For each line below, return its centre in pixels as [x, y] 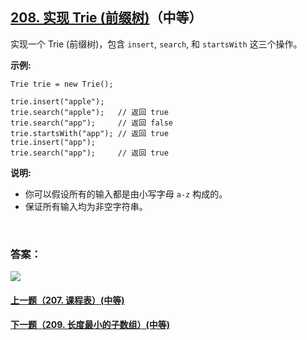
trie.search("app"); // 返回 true [89, 153]
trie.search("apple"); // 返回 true [89, 112]
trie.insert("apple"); [57, 101]
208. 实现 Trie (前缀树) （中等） [106, 18]
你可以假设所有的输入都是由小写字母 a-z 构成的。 [126, 194]
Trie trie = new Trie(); [62, 84]
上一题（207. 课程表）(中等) [67, 300]
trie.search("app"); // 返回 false [92, 123]
